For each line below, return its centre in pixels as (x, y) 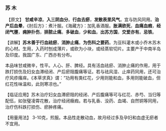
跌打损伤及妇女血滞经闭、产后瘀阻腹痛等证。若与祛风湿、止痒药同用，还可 (81, 72)
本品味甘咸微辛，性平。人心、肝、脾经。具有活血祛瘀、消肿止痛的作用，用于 (83, 65)
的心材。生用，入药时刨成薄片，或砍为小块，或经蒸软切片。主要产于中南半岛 (83, 49)
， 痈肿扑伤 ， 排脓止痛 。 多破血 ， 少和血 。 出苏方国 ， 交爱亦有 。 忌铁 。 (87, 32)
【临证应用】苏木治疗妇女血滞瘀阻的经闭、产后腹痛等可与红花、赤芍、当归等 (83, 95)
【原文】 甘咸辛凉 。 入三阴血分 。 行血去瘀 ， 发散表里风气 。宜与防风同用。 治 (83, 20)
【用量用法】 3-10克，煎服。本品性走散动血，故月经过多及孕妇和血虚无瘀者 (82, 118)
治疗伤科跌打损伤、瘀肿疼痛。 (35, 107)
